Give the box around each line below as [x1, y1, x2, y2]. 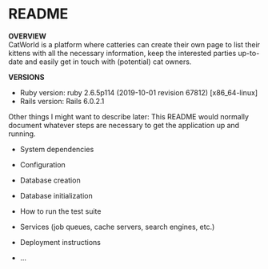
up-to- [238, 48, 260, 58]
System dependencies [19, 144, 94, 154]
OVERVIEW [8, 31, 46, 41]
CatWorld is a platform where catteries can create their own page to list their [8, 39, 261, 49]
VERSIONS [8, 72, 45, 82]
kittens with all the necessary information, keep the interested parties [8, 48, 237, 58]
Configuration [19, 159, 66, 169]
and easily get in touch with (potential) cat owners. [24, 57, 192, 66]
